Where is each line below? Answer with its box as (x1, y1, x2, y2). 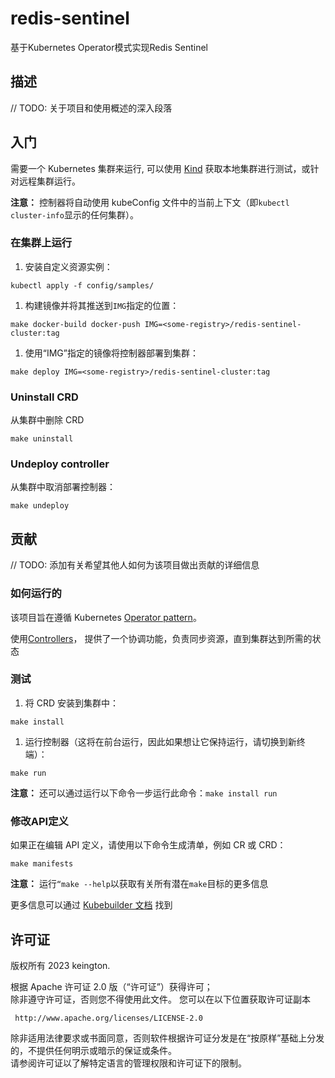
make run (10, 768, 47, 778)
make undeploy (10, 501, 70, 511)
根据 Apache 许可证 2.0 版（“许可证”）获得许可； (10, 980, 213, 992)
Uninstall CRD (10, 390, 79, 404)
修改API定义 (10, 814, 69, 828)
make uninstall (10, 434, 74, 444)
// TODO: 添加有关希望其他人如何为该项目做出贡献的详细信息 (10, 559, 260, 571)
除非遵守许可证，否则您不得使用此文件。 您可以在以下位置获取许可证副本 (10, 993, 311, 1005)
